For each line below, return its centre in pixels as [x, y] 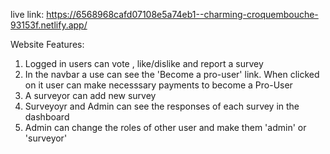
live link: [27, 14]
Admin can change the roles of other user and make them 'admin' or [165, 127]
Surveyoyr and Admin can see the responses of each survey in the [162, 106]
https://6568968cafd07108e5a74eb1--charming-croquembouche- [182, 14]
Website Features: [47, 44]
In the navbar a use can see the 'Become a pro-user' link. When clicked [172, 74]
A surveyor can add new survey [90, 95]
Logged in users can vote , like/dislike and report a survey [144, 63]
